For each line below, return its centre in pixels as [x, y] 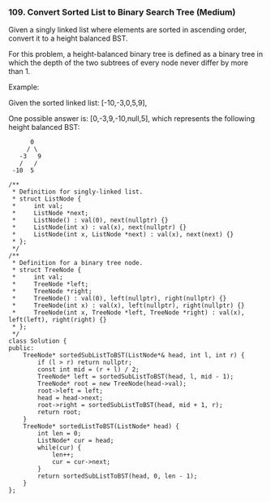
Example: [24, 87]
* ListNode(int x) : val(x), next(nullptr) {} [99, 227]
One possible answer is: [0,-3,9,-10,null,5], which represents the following [132, 119]
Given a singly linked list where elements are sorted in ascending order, [128, 30]
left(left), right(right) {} [58, 320]
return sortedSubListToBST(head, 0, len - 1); [118, 476]
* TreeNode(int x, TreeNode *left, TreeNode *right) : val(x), [128, 313]
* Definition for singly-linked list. [77, 192]
